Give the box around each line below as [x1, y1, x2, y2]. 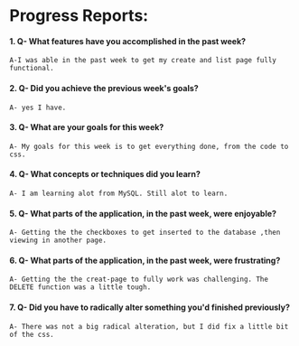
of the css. [9, 330, 54, 339]
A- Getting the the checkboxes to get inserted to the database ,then [9, 228, 281, 238]
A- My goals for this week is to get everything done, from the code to [9, 142, 289, 151]
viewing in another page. [9, 236, 107, 245]
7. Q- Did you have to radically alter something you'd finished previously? [9, 302, 291, 313]
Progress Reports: [9, 5, 149, 26]
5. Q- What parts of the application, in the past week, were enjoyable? [9, 208, 277, 219]
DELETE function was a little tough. [9, 283, 152, 292]
